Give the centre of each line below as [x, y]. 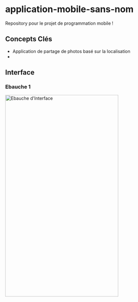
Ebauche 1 [18, 87]
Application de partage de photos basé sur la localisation [71, 51]
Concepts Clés [29, 39]
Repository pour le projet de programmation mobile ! [59, 23]
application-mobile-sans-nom [70, 9]
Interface [20, 72]
